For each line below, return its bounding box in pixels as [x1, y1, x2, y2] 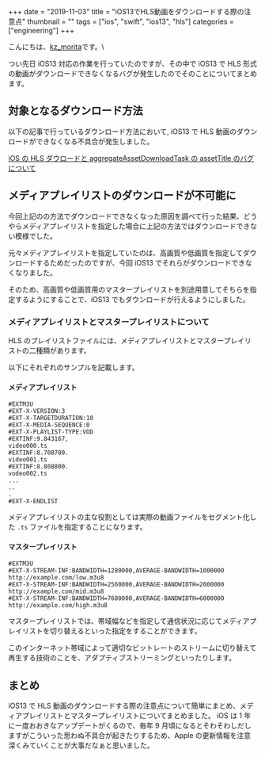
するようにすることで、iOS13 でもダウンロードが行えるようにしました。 [14, 294, 251, 304]
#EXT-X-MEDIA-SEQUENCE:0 [8, 421, 90, 430]
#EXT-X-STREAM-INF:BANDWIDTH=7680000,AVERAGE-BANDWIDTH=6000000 [8, 595, 225, 602]
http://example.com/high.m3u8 [8, 602, 108, 610]
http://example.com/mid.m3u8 [8, 587, 104, 596]
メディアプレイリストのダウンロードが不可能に [8, 189, 237, 202]
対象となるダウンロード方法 [8, 104, 144, 117]
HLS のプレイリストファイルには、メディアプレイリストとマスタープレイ [8, 335, 245, 345]
